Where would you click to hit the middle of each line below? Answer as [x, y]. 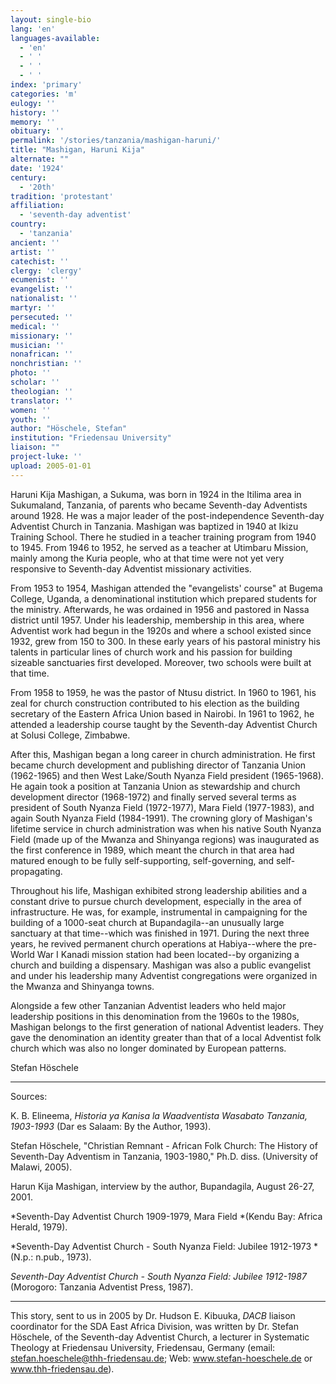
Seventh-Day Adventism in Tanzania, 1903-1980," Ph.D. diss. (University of [164, 1156]
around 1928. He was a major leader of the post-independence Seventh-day [167, 515]
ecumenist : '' [40, 280]
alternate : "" [40, 159]
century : [28, 177]
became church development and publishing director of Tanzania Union [158, 765]
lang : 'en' [33, 29]
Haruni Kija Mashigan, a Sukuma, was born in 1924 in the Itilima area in [156, 494]
